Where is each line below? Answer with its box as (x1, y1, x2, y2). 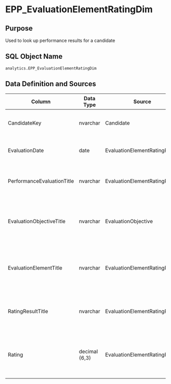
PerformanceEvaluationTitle (8, 177, 74, 184)
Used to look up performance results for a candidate (5, 37, 116, 43)
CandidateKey (8, 119, 42, 126)
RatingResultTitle (8, 307, 48, 315)
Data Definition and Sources (5, 80, 97, 88)
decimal (78, 348, 98, 355)
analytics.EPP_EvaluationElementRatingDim (5, 65, 97, 71)
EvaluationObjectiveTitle (8, 218, 66, 225)
